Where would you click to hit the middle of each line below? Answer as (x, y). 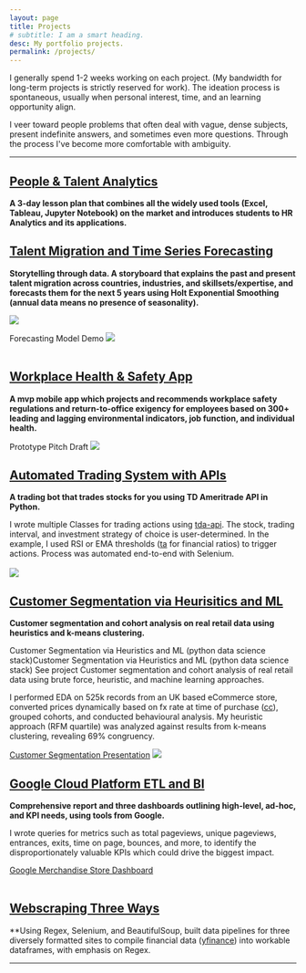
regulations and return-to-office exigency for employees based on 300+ (149, 408)
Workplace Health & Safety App (101, 377)
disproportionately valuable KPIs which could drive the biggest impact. (142, 853)
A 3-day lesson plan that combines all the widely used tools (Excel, (139, 203)
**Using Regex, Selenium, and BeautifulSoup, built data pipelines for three (150, 930)
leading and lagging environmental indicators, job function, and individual (152, 418)
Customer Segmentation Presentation (80, 755)
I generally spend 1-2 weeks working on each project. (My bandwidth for (146, 78)
